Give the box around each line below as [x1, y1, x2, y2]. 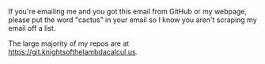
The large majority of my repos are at [8, 39, 130, 48]
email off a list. [8, 24, 56, 32]
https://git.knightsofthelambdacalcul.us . [8, 47, 138, 56]
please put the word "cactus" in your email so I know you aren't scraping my [8, 15, 257, 24]
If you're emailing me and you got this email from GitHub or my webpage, [8, 7, 248, 16]
